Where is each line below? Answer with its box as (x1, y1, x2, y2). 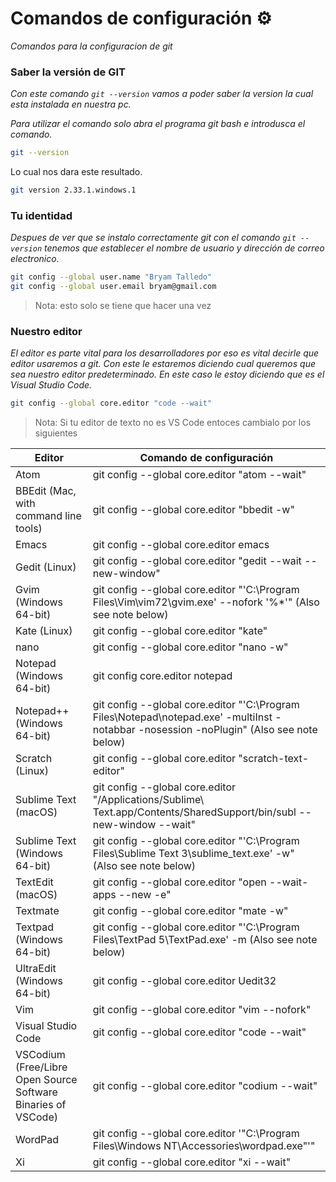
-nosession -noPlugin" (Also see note (138, 723, 318, 737)
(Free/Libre (15, 1060, 68, 1074)
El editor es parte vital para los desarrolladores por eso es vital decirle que (10, 347, 320, 359)
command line (15, 509, 82, 523)
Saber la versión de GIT (10, 65, 126, 79)
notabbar (92, 723, 136, 737)
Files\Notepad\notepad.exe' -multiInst (92, 710, 273, 724)
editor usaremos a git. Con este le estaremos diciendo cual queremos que (10, 358, 317, 370)
